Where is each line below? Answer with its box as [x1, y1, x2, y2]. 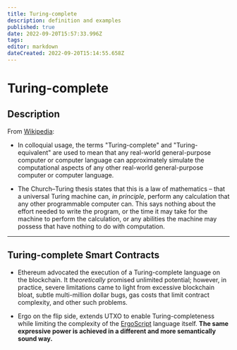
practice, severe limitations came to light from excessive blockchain [17, 283, 215, 291]
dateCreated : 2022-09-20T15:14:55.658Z [7, 50, 125, 57]
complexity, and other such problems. [17, 298, 128, 306]
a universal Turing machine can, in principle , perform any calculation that [17, 192, 230, 200]
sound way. [17, 334, 53, 343]
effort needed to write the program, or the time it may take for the [17, 206, 208, 216]
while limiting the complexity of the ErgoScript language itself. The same [17, 319, 229, 327]
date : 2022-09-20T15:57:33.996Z [7, 30, 102, 37]
